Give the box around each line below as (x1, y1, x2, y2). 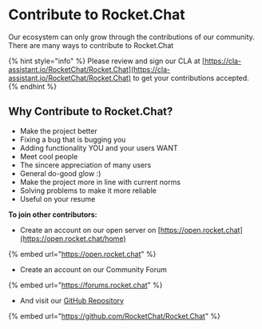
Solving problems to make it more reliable (19, 186, 157, 195)
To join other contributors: (8, 210, 97, 219)
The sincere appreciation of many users (19, 160, 152, 170)
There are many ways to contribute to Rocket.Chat (8, 40, 174, 50)
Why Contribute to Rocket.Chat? (8, 105, 173, 118)
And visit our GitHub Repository (19, 295, 125, 305)
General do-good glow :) (19, 168, 101, 178)
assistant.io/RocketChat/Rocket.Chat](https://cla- (8, 64, 171, 74)
